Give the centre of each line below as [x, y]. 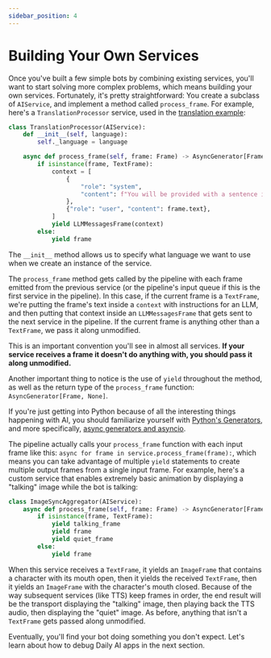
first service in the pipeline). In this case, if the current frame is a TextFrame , [134, 296]
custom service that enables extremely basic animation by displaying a [126, 478]
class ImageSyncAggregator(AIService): [75, 502]
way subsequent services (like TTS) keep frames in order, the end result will [135, 595]
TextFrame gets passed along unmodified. [77, 621]
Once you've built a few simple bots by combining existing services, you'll [131, 78]
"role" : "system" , [111, 186]
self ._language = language [83, 142]
